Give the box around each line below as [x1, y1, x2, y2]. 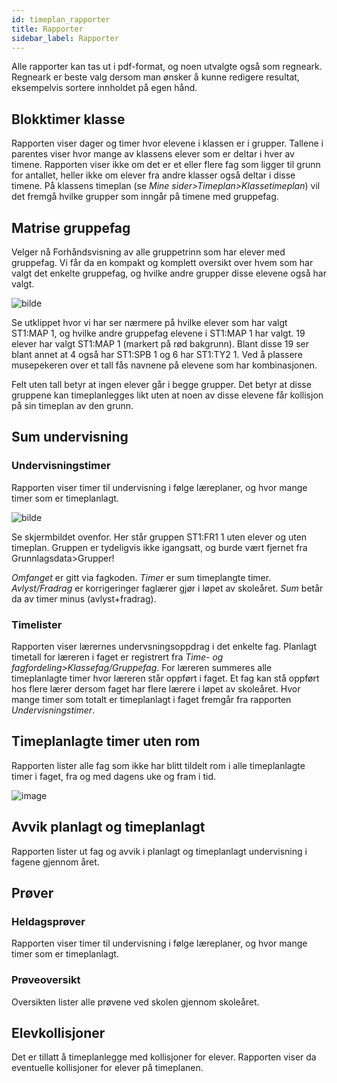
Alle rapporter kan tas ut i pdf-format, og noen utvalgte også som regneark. [11, 61, 323, 73]
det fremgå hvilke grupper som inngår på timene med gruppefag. [11, 191, 279, 203]
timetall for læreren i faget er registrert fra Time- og [11, 651, 224, 663]
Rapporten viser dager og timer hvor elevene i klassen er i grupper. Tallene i [11, 137, 324, 150]
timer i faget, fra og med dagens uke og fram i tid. [11, 770, 217, 782]
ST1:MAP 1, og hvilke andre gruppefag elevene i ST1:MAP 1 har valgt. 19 [11, 327, 306, 339]
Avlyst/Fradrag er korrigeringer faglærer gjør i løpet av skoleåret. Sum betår [11, 582, 324, 594]
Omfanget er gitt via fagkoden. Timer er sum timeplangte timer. [11, 571, 272, 583]
